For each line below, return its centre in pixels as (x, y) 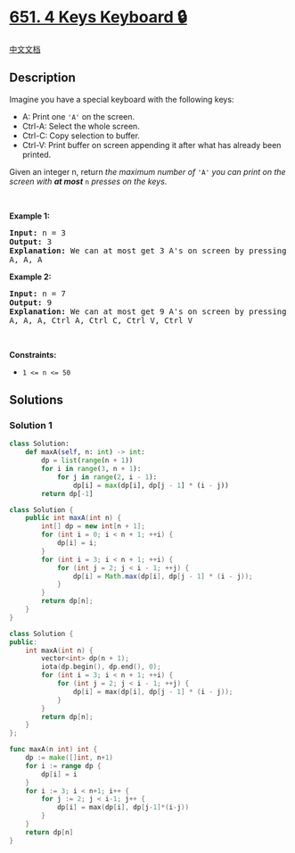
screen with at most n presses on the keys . (88, 181)
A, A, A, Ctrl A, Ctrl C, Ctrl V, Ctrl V (101, 320)
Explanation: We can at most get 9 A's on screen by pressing (148, 311)
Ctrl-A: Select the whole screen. (81, 126)
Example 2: (30, 277)
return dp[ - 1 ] (67, 493)
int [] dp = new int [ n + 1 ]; (93, 526)
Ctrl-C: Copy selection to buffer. (81, 136)
